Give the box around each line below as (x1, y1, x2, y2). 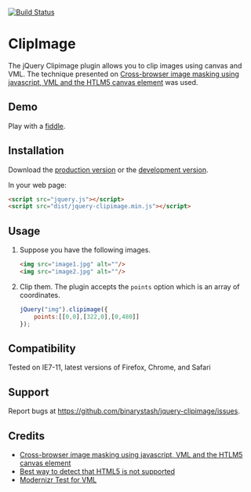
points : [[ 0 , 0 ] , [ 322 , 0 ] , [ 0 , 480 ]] (34, 313, 140, 321)
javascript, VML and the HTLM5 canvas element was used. (8, 77, 198, 86)
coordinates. (19, 290, 60, 299)
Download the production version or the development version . (8, 165, 209, 174)
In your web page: (8, 180, 67, 189)
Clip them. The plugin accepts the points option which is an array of (19, 281, 240, 291)
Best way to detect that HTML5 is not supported (19, 466, 175, 475)
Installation (8, 144, 64, 157)
